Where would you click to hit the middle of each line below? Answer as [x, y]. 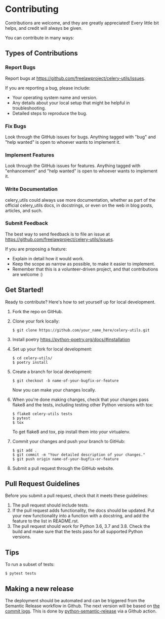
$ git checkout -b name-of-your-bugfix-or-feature [65, 381]
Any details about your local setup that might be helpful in [71, 103]
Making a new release [40, 589]
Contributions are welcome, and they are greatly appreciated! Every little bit [82, 23]
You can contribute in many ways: [40, 38]
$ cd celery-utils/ [32, 358]
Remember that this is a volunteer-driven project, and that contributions [85, 269]
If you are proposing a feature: [36, 249]
